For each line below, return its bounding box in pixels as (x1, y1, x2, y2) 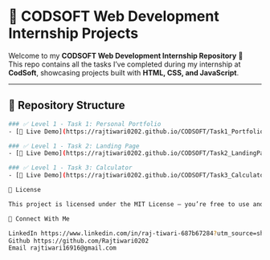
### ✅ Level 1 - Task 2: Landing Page (8, 142, 140, 150)
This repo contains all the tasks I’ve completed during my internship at (8, 59, 241, 69)
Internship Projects (8, 24, 139, 43)
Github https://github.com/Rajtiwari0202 (8, 237, 149, 245)
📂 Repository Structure (8, 99, 125, 112)
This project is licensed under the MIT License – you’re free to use (8, 200, 250, 208)
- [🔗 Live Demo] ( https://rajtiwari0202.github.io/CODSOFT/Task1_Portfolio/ (8, 128, 268, 136)
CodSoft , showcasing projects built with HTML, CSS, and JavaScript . (8, 67, 239, 77)
